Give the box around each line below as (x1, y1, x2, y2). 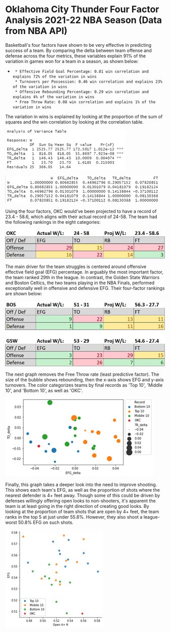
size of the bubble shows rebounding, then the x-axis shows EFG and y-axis (5, 377, 164, 383)
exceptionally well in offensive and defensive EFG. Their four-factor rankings (5, 285, 165, 291)
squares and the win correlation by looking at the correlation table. (5, 118, 144, 125)
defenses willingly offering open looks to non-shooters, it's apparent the (5, 498, 156, 504)
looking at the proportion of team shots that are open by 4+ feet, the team (5, 508, 159, 515)
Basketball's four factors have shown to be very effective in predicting (5, 42, 152, 48)
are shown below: (5, 290, 42, 296)
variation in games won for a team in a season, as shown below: (5, 58, 139, 64)
